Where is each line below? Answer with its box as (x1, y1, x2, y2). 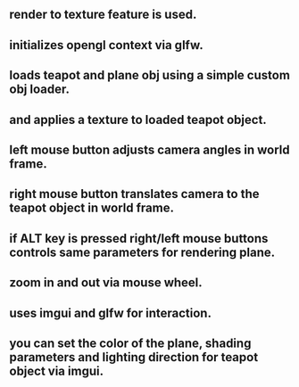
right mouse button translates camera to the (9, 186, 261, 202)
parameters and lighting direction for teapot (9, 350, 259, 365)
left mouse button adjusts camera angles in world (9, 142, 290, 157)
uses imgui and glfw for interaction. (9, 305, 212, 320)
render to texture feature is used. (9, 7, 197, 22)
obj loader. (9, 82, 70, 97)
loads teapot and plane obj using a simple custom (9, 68, 290, 83)
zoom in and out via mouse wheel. (9, 276, 203, 291)
